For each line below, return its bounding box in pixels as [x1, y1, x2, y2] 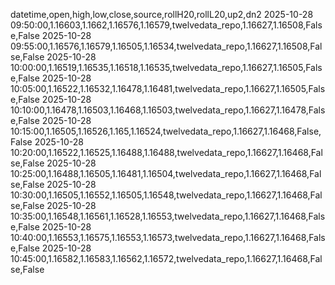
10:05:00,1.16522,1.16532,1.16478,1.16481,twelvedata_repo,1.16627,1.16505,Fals [10, 83, 326, 94]
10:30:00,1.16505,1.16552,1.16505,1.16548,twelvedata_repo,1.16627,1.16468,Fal [10, 189, 323, 201]
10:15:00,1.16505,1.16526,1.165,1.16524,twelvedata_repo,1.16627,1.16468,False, [10, 125, 322, 137]
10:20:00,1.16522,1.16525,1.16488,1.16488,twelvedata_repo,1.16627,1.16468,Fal [10, 147, 323, 158]
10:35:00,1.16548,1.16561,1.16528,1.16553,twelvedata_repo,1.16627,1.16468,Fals [10, 210, 326, 222]
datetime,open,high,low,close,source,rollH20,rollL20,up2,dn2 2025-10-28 [10, 9, 314, 20]
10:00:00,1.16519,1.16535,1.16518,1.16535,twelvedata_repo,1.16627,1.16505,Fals [10, 62, 323, 73]
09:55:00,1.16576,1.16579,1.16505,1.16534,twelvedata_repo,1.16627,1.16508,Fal [10, 40, 323, 52]
